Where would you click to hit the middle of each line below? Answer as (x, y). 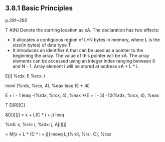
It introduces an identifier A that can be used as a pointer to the (78, 50)
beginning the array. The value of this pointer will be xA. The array (81, 55)
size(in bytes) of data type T (42, 45)
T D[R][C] (15, 105)
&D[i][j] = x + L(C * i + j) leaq (35, 114)
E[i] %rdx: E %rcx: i (25, 76)
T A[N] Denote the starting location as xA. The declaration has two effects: (82, 30)
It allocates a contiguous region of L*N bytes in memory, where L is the (86, 39)
